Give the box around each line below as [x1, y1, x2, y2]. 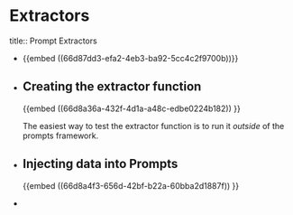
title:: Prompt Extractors [9, 35, 97, 46]
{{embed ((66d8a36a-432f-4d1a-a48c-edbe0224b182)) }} [22, 103, 241, 114]
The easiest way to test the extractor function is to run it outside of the [22, 120, 285, 131]
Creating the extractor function [22, 79, 202, 95]
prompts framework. [22, 130, 99, 141]
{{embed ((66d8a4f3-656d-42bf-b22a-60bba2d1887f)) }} [22, 180, 240, 191]
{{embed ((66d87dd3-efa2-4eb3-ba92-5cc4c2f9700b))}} [22, 52, 239, 63]
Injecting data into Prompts [22, 156, 179, 172]
